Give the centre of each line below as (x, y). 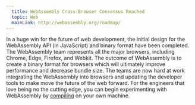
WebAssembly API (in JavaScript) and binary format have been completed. (98, 45)
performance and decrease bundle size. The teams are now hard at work (96, 71)
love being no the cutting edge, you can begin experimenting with (87, 90)
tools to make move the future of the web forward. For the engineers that (95, 83)
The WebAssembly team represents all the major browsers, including (91, 52)
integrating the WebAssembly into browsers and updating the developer (94, 77)
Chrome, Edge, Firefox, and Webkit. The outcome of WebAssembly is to (94, 58)
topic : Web (25, 17)
